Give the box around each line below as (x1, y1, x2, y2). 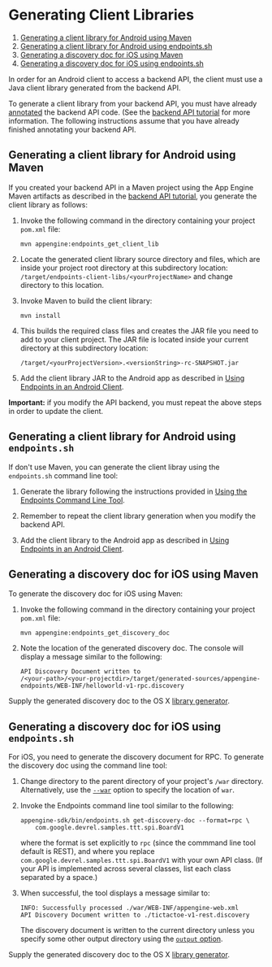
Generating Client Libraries (8, 6, 195, 24)
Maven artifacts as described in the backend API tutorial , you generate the (8, 191, 257, 201)
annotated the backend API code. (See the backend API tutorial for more (8, 107, 251, 117)
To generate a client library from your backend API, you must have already (8, 98, 257, 108)
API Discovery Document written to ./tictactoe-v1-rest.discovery (19, 911, 250, 920)
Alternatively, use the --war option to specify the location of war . (19, 785, 235, 795)
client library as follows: (8, 199, 88, 209)
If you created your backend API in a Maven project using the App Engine (8, 182, 254, 192)
